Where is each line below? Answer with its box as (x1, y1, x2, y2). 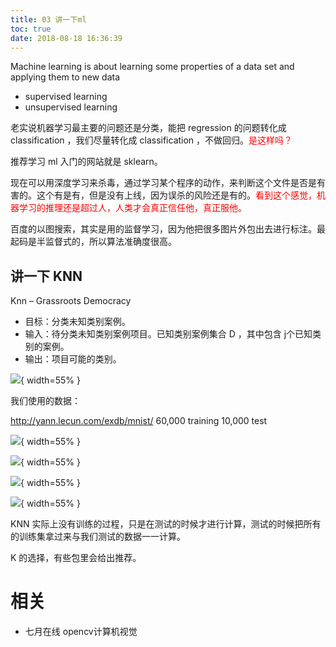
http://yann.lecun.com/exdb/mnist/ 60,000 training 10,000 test (10, 415, 268, 427)
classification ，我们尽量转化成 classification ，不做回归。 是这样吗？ (10, 134, 293, 146)
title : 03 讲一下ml (10, 14, 87, 25)
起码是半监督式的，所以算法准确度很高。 (10, 236, 177, 248)
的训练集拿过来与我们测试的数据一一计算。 (10, 531, 186, 543)
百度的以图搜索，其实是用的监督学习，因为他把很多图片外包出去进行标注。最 (10, 223, 326, 235)
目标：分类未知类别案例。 (24, 316, 131, 328)
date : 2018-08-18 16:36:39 (10, 33, 123, 43)
